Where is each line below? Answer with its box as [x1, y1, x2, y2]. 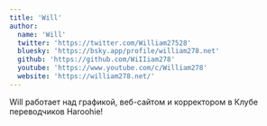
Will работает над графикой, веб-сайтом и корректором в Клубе [9, 96, 259, 107]
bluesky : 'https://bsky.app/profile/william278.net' [17, 47, 220, 56]
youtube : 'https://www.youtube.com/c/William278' [17, 64, 207, 73]
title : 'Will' [9, 13, 63, 22]
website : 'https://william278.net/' [17, 72, 155, 81]
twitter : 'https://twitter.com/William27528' [17, 38, 192, 48]
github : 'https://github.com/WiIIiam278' [17, 55, 176, 64]
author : [9, 22, 39, 31]
